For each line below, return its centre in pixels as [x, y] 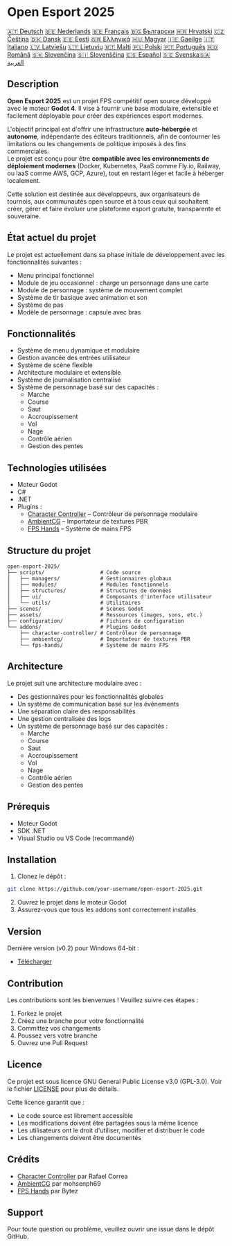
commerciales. [28, 151]
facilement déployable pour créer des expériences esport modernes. [105, 116]
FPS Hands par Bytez [47, 1191]
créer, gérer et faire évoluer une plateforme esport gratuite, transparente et [114, 208]
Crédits [24, 1160]
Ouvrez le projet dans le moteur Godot [72, 902]
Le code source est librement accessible [75, 1115]
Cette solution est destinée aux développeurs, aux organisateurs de [104, 194]
